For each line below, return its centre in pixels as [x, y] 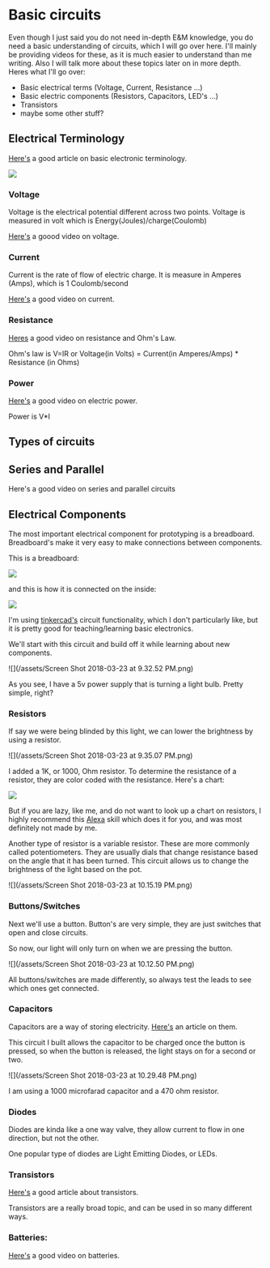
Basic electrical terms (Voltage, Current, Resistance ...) [112, 87]
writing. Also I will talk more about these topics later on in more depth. [124, 63]
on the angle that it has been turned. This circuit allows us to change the [129, 861]
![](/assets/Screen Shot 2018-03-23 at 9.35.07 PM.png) [101, 755]
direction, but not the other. [54, 1138]
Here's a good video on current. [61, 299]
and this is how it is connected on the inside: [82, 589]
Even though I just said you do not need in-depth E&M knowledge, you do [131, 37]
